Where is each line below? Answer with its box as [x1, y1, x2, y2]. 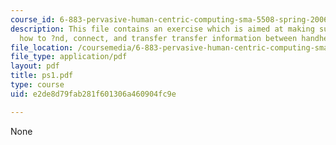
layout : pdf [10, 61, 60, 71]
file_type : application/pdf [10, 52, 128, 62]
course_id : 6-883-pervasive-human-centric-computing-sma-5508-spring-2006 [10, 14, 329, 25]
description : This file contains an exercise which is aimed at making [10, 24, 315, 34]
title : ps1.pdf [10, 71, 74, 81]
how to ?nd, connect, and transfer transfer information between [19, 33, 298, 43]
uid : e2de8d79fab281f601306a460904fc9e [10, 89, 177, 99]
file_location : [10, 42, 74, 53]
